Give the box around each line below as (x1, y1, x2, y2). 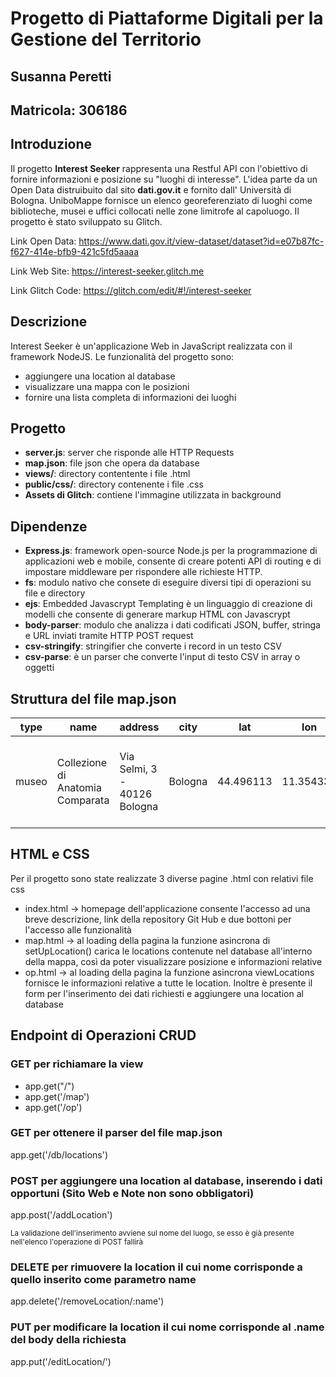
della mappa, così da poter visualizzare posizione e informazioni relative (24, 955, 323, 967)
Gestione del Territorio (10, 28, 202, 51)
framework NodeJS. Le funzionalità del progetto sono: (10, 350, 235, 362)
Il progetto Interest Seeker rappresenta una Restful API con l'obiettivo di (10, 162, 308, 174)
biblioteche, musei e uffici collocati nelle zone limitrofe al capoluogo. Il (10, 205, 300, 217)
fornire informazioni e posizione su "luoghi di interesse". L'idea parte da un (10, 173, 318, 185)
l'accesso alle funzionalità (24, 923, 132, 936)
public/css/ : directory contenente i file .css (24, 478, 204, 491)
